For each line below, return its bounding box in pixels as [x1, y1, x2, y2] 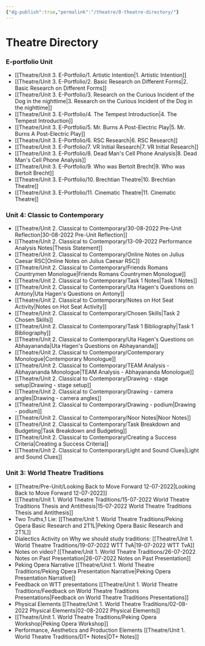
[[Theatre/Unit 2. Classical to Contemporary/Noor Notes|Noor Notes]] [14, 414, 191, 422]
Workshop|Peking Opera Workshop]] [14, 620, 109, 627]
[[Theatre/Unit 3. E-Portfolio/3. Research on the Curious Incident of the [14, 91, 195, 98]
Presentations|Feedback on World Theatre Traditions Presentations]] [14, 594, 189, 601]
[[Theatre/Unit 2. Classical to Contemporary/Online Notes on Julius [14, 251, 185, 258]
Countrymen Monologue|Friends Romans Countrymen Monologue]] [14, 270, 186, 278]
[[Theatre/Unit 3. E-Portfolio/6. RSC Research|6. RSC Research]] [14, 136, 178, 144]
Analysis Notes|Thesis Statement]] [14, 244, 102, 252]
